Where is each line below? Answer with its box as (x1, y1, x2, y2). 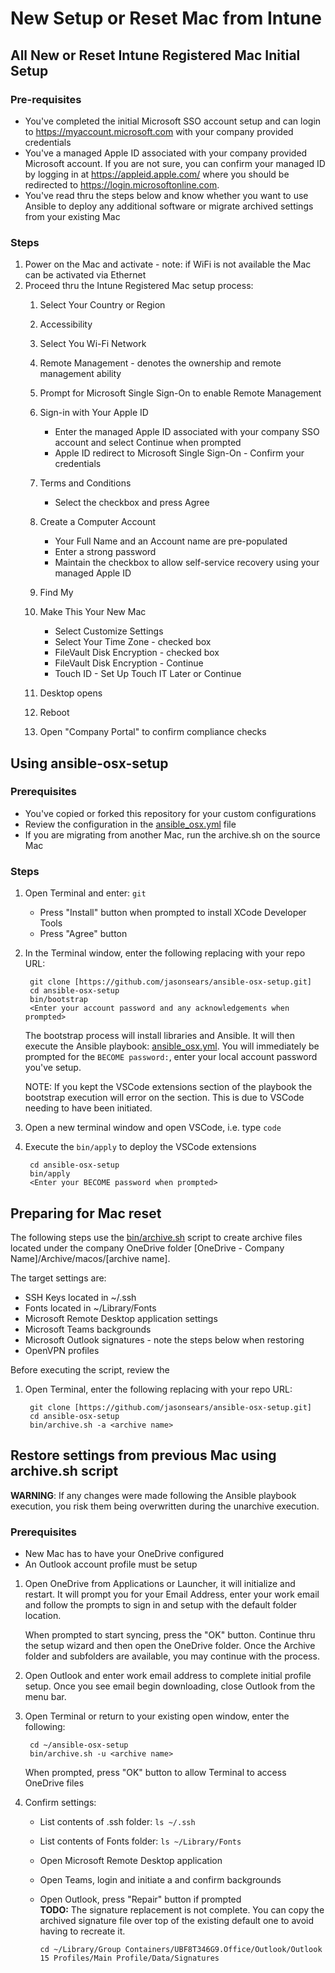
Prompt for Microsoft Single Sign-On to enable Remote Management (39, 387, 322, 399)
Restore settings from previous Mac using (10, 1447, 277, 1464)
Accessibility (39, 318, 93, 331)
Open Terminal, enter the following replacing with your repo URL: (24, 1383, 293, 1395)
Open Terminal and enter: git (24, 887, 147, 899)
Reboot (39, 707, 70, 719)
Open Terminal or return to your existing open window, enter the (24, 1710, 290, 1722)
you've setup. (24, 1062, 82, 1074)
